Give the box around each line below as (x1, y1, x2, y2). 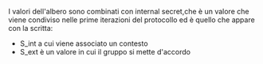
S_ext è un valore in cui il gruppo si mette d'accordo (19, 47, 191, 56)
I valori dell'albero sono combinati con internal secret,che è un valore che (8, 7, 249, 16)
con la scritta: (8, 24, 53, 32)
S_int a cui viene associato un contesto (19, 39, 149, 48)
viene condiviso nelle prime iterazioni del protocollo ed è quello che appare (8, 15, 255, 24)
